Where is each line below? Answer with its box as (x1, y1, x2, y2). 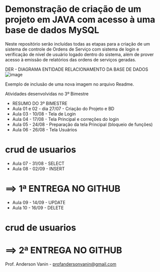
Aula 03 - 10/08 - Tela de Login (12, 110, 76, 117)
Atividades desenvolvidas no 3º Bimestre (5, 91, 89, 97)
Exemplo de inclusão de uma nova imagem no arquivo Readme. (5, 81, 134, 87)
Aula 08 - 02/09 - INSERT (12, 165, 65, 171)
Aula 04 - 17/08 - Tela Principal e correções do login (12, 116, 120, 122)
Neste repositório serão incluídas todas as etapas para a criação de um (5, 41, 151, 47)
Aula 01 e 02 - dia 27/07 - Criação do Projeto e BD (12, 106, 115, 111)
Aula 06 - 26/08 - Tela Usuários (12, 126, 78, 132)
